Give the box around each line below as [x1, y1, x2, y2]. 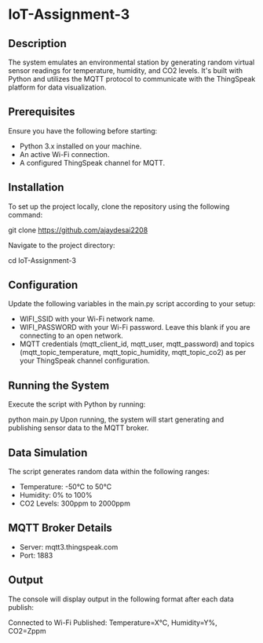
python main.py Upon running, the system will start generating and [8, 415, 225, 425]
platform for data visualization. [8, 82, 108, 92]
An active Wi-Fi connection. [19, 149, 110, 159]
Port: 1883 [19, 550, 53, 560]
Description [8, 37, 67, 50]
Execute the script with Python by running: [8, 400, 146, 409]
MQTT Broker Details [8, 521, 112, 535]
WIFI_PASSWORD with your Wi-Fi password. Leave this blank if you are [19, 323, 250, 332]
